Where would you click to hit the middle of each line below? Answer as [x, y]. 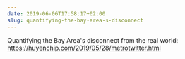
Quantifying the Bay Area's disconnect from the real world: [93, 40]
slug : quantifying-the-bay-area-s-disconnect [75, 20]
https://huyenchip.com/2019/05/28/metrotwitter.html [84, 48]
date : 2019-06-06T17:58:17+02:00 [56, 14]
